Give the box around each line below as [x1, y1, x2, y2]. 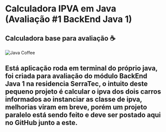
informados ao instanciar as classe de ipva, [5, 95, 143, 104]
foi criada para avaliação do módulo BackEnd [5, 72, 148, 80]
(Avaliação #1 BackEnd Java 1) [5, 13, 132, 25]
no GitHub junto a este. [5, 119, 78, 127]
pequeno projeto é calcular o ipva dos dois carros [5, 88, 162, 96]
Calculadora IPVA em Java [5, 3, 117, 14]
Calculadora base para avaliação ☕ [5, 34, 116, 42]
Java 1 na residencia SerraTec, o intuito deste [5, 80, 148, 88]
